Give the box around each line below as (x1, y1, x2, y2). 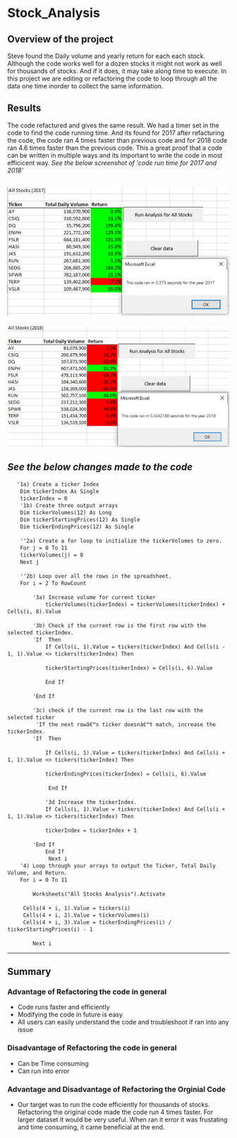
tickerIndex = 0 (20, 494, 68, 502)
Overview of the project (7, 33, 114, 45)
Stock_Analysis (7, 5, 100, 21)
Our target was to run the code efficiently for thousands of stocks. (17, 1100, 210, 1108)
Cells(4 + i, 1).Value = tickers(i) (23, 904, 131, 912)
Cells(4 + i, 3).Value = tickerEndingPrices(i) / (23, 918, 172, 926)
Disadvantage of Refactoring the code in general (7, 1043, 177, 1053)
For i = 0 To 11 (20, 876, 68, 884)
